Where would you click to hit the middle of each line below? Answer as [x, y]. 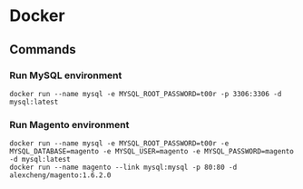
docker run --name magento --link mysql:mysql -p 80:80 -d [123, 168]
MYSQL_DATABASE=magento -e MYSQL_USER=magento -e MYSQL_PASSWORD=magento [152, 152]
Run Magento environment [69, 124]
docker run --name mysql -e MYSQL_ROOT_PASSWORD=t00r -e [119, 144]
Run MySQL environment [66, 75]
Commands [43, 50]
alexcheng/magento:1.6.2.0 [60, 175]
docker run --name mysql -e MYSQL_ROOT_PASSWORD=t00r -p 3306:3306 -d [146, 94]
